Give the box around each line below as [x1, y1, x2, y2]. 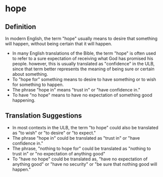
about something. [12, 71, 48, 77]
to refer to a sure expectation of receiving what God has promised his [12, 56, 154, 61]
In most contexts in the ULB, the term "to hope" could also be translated [12, 124, 159, 130]
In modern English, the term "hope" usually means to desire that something [5, 35, 158, 41]
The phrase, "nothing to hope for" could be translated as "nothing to [12, 146, 151, 151]
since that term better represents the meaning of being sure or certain [12, 66, 155, 72]
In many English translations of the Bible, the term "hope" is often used [12, 50, 156, 56]
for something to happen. [12, 82, 64, 88]
